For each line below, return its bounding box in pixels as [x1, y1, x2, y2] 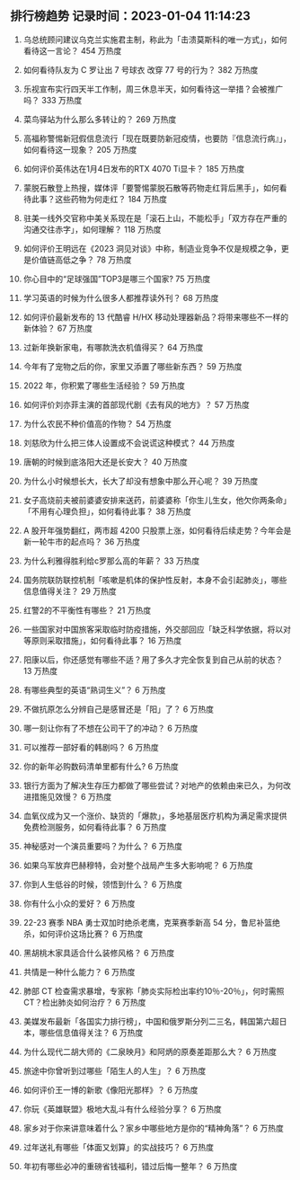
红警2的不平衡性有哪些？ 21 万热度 [22, 605, 152, 616]
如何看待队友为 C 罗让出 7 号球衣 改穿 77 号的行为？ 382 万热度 [22, 64, 259, 75]
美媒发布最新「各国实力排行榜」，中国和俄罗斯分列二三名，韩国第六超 [22, 1016, 279, 1026]
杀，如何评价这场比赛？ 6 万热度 [22, 928, 144, 939]
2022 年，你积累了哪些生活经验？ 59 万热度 [22, 380, 186, 391]
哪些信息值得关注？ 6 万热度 [39, 1027, 144, 1038]
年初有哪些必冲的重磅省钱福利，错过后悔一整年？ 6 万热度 [22, 1160, 238, 1171]
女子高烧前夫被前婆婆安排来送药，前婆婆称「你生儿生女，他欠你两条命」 [22, 494, 291, 505]
